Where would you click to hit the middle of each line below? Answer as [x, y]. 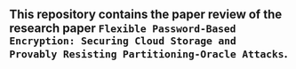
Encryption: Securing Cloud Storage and [123, 41]
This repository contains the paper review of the [146, 15]
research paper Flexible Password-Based [123, 29]
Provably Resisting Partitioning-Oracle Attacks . [149, 54]
